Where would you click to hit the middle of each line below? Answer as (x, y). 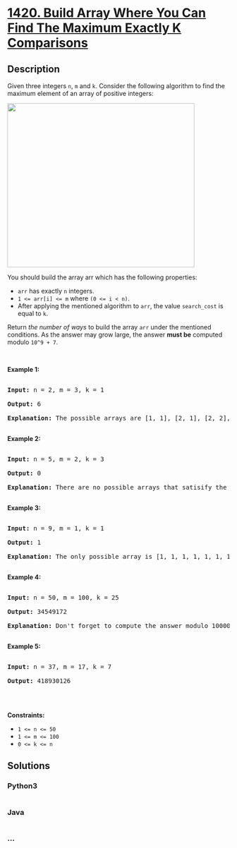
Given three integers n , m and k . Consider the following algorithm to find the (116, 86)
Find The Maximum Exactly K (95, 28)
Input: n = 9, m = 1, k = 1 (56, 528)
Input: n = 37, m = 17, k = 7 (60, 667)
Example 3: (24, 508)
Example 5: (24, 646)
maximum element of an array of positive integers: (80, 93)
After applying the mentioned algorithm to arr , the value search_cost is (120, 306)
